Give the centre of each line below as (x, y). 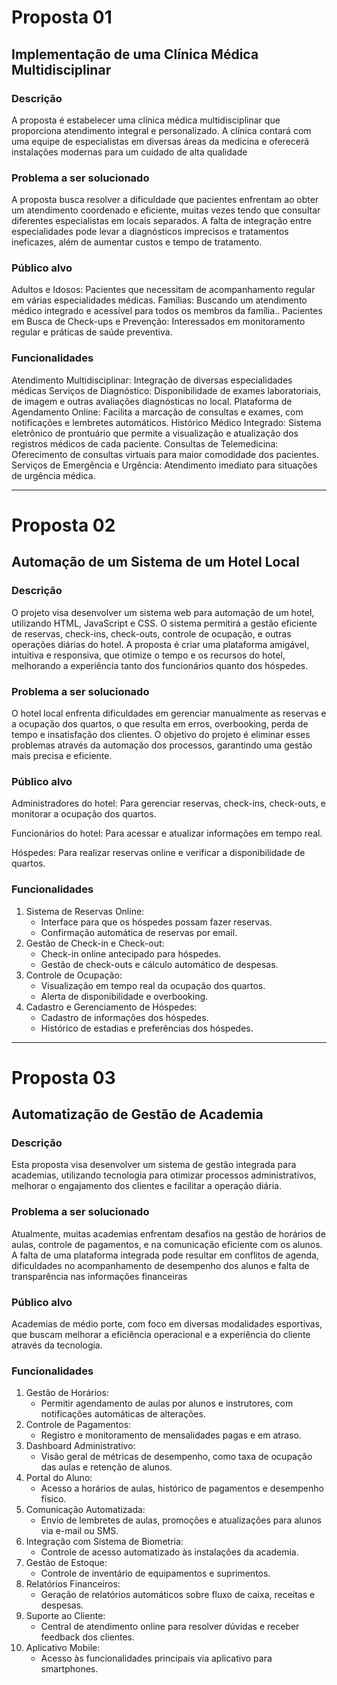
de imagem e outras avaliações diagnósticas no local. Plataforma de (152, 401)
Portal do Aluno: (59, 1478)
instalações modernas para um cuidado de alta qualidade (129, 152)
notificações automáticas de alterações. (123, 1414)
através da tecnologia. (57, 1345)
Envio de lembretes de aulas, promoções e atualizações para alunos (181, 1520)
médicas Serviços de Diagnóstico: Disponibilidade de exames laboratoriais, (166, 390)
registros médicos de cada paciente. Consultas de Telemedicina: (145, 443)
